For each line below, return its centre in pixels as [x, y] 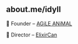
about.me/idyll [34, 10]
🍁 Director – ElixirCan [32, 35]
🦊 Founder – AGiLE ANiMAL [39, 23]
